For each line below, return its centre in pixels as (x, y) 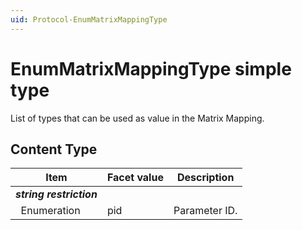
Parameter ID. (205, 211)
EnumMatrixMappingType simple (151, 68)
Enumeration (50, 211)
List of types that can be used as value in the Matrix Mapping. (137, 118)
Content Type (54, 149)
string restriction (56, 194)
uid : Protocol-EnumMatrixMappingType (89, 19)
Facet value (135, 178)
